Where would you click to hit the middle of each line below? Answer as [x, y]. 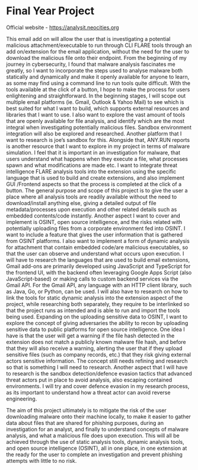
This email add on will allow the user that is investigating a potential [88, 39]
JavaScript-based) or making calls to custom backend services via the [92, 279]
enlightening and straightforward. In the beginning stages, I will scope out [96, 96]
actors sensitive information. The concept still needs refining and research [97, 361]
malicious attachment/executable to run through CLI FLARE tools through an [99, 45]
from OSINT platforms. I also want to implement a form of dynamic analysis [98, 241]
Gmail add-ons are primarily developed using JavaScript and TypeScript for [98, 266]
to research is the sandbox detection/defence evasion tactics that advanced [99, 373]
